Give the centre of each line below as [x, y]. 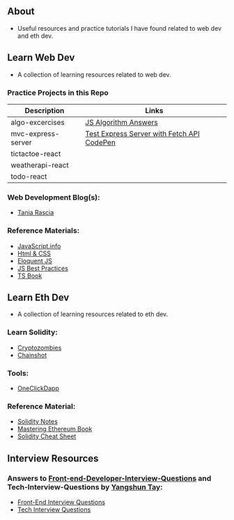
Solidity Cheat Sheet [47, 436]
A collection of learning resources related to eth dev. [93, 314]
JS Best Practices [42, 268]
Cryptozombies [39, 348]
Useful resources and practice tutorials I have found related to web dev [119, 28]
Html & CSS [34, 253]
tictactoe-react [36, 154]
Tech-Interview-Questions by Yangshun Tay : [85, 486]
